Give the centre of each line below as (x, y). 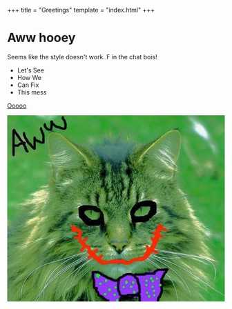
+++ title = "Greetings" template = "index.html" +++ (81, 10)
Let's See (31, 70)
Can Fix (28, 85)
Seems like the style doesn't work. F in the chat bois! (82, 57)
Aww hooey (41, 38)
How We (29, 77)
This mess (32, 92)
